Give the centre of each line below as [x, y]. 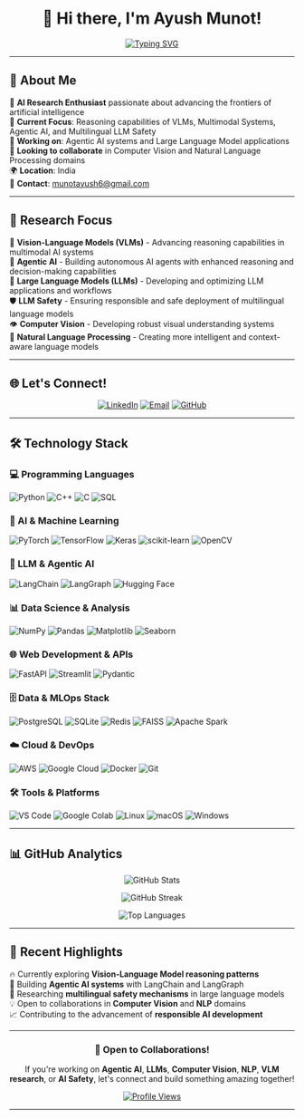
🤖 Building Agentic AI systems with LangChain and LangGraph [127, 984]
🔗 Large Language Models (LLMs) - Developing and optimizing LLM [137, 281]
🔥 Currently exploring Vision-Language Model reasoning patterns [134, 974]
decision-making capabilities [63, 271]
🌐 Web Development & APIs [71, 654]
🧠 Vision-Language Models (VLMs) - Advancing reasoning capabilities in [147, 242]
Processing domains [47, 160]
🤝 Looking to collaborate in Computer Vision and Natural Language [135, 150]
